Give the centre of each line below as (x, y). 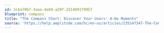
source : (12, 23)
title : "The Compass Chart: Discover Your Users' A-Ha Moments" (71, 18)
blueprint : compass (24, 14)
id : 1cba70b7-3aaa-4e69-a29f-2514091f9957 (48, 9)
